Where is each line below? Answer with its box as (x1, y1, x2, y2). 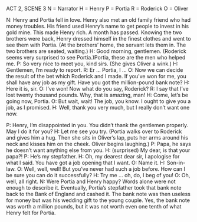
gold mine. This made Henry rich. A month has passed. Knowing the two (6, 29, 182, 36)
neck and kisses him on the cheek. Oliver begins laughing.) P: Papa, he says (6, 141, 192, 147)
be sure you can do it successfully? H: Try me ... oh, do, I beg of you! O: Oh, (6, 172, 191, 178)
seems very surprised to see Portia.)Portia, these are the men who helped (6, 54, 186, 61)
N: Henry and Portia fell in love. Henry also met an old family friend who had (6, 16, 191, 23)
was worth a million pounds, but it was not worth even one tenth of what (6, 203, 182, 210)
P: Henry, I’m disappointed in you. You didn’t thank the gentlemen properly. (6, 122, 189, 128)
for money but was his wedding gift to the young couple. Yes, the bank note (6, 197, 191, 204)
